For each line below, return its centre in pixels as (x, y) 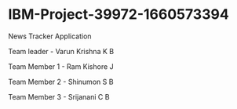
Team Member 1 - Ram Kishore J (61, 66)
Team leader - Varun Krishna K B (61, 51)
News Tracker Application (50, 36)
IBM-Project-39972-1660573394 (118, 15)
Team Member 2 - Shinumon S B (61, 82)
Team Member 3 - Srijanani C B (59, 96)
